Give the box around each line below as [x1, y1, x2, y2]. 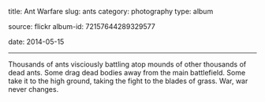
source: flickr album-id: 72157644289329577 [8, 22, 155, 31]
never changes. [8, 85, 59, 93]
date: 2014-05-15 [8, 37, 65, 46]
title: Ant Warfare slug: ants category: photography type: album [8, 7, 214, 16]
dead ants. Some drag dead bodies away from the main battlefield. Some [8, 68, 246, 77]
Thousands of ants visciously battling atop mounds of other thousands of [8, 60, 247, 69]
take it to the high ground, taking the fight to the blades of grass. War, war [8, 76, 248, 86]
